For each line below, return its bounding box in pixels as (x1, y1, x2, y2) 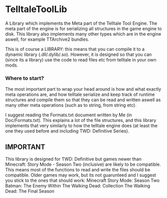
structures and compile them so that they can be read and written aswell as (5, 97, 161, 103)
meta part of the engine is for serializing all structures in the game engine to (5, 25, 162, 31)
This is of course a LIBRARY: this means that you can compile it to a (5, 46, 145, 52)
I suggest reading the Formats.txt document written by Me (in (5, 112, 132, 118)
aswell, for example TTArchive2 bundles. (5, 36, 89, 42)
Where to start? (5, 75, 44, 82)
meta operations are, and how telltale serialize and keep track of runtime (5, 92, 155, 98)
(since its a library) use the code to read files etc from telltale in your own (5, 56, 156, 62)
